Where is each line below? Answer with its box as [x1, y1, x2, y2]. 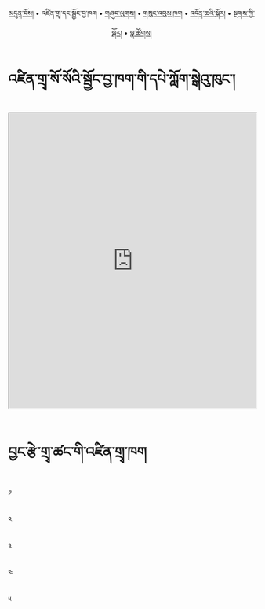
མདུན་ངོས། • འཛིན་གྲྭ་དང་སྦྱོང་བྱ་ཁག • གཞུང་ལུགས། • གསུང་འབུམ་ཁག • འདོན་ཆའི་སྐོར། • [9, 9, 232, 17]
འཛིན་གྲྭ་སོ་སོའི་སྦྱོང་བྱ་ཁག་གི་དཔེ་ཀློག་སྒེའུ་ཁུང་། [8, 71, 236, 88]
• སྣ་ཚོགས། [124, 28, 152, 37]
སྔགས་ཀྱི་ [233, 9, 255, 17]
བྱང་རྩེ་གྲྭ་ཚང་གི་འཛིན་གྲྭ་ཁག [8, 443, 147, 461]
